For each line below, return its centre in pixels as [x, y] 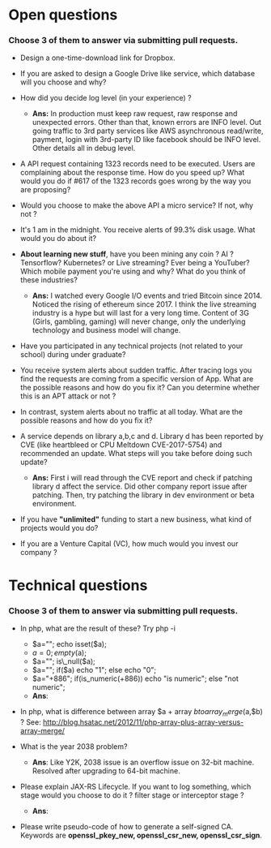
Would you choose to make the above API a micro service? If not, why [136, 205]
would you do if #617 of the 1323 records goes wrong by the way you [135, 181]
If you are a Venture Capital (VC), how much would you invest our [129, 544]
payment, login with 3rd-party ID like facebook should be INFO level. [146, 140]
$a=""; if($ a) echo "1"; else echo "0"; [94, 669]
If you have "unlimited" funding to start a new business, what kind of [136, 519]
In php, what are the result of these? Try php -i [98, 628]
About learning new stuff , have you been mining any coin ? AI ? [127, 254]
